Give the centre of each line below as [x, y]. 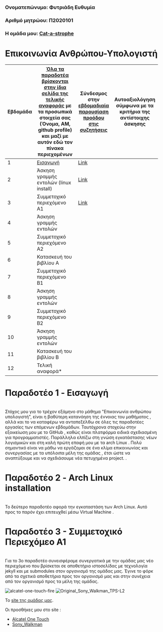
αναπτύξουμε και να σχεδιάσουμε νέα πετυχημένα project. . [66, 458]
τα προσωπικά [55, 112]
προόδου [94, 117]
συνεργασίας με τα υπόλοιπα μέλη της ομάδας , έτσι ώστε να [68, 453]
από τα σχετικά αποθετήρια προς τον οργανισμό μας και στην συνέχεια [78, 576]
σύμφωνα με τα [135, 105]
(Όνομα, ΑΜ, [55, 124]
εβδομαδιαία [94, 105]
